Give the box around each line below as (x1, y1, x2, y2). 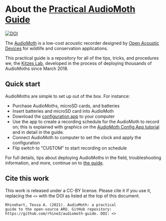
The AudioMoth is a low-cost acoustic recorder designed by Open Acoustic (5, 40, 160, 46)
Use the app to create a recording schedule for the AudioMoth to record (12, 118, 160, 125)
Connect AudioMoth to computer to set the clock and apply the (12, 134, 142, 140)
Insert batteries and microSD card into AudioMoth (12, 108, 114, 114)
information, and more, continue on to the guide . (5, 160, 104, 166)
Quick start (5, 80, 41, 88)
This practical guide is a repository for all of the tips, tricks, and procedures (5, 55, 159, 61)
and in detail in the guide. (12, 129, 64, 135)
